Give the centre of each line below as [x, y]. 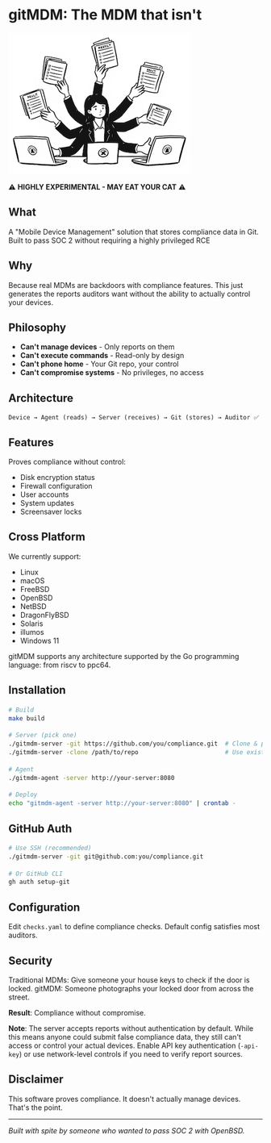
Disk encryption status [57, 477]
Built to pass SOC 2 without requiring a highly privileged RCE [109, 240]
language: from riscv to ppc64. [60, 665]
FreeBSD [35, 589]
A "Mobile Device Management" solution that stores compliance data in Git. [134, 232]
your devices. [31, 302]
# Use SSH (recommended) [50, 848]
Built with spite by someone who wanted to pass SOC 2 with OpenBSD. [127, 1130]
